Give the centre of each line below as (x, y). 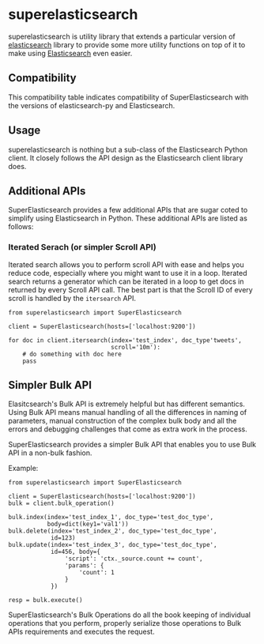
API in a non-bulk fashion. (50, 453)
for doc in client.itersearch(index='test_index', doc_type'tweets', (125, 340)
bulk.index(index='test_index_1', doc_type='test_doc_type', (111, 518)
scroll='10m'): (135, 347)
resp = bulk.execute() (45, 601)
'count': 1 (96, 573)
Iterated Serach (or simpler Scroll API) (82, 247)
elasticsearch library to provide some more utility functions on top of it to (127, 44)
